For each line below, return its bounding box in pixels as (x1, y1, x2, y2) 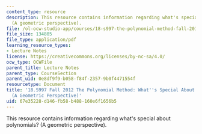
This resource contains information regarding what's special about (6, 115, 171, 122)
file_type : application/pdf (6, 37, 77, 43)
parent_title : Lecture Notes (6, 64, 79, 71)
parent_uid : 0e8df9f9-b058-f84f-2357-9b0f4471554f (6, 76, 136, 82)
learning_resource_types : (6, 43, 71, 49)
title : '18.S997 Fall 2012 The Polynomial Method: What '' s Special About (6, 87, 195, 93)
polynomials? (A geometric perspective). (6, 121, 107, 128)
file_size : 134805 (6, 31, 52, 37)
